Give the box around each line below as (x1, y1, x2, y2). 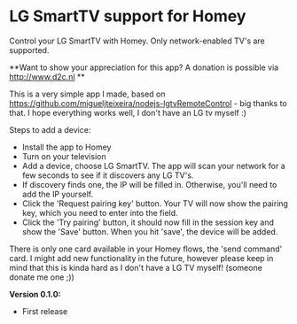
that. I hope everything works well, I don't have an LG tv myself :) (9, 107, 246, 118)
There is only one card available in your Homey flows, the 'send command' (9, 243, 283, 254)
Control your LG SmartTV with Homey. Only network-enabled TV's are (9, 35, 266, 46)
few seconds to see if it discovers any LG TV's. (21, 170, 194, 181)
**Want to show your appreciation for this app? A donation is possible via (9, 62, 279, 73)
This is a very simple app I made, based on (9, 89, 166, 99)
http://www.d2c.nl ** (9, 71, 86, 81)
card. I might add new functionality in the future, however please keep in (9, 252, 274, 263)
